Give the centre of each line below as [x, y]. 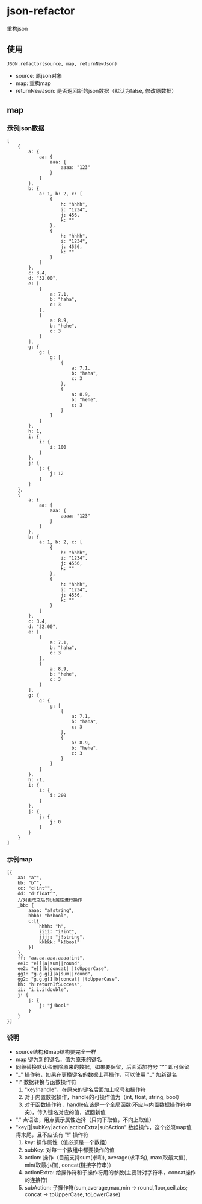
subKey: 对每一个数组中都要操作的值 [69, 1150]
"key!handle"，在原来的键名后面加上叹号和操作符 [85, 1089]
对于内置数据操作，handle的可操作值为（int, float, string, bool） [103, 1097]
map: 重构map [33, 83]
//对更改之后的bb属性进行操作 [50, 900]
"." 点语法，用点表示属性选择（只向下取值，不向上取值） [85, 1120]
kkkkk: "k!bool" [59, 942]
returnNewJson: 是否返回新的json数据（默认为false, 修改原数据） [96, 90]
